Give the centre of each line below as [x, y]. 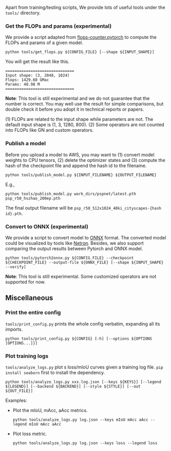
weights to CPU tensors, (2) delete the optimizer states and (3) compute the [85, 160]
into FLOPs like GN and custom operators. [49, 130]
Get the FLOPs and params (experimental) [58, 26]
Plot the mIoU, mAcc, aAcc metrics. [50, 410]
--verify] [16, 267]
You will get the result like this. [37, 61]
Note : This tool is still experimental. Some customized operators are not [81, 276]
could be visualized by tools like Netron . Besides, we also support [75, 243]
